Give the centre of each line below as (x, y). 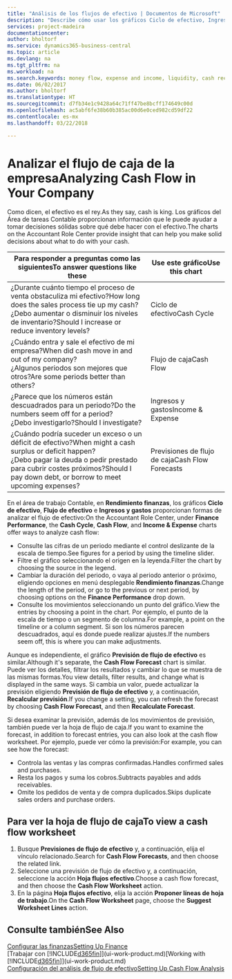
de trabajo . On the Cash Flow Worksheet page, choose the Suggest (114, 901)
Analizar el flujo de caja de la (91, 163)
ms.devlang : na (29, 59)
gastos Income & (177, 409)
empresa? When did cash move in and (71, 351)
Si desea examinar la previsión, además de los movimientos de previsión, (111, 720)
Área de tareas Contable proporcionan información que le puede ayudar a (112, 220)
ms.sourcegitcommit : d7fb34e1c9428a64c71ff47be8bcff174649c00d (100, 104)
